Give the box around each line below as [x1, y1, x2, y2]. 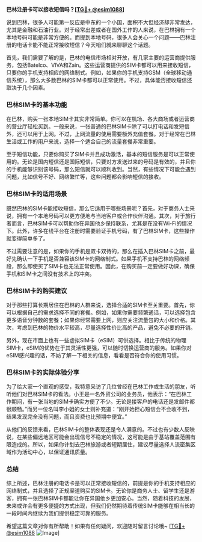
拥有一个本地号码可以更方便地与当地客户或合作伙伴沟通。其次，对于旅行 [16, 212, 196, 219]
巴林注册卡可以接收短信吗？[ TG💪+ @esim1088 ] [6, 6, 125, 13]
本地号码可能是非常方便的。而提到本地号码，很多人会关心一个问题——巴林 [6, 34, 191, 41]
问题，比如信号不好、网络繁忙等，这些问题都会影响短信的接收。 [6, 173, 164, 180]
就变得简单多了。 [6, 235, 49, 242]
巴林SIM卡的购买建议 [6, 286, 67, 295]
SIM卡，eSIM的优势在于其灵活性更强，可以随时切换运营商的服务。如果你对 [6, 344, 192, 351]
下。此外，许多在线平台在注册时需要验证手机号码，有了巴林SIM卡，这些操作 [6, 227, 195, 234]
